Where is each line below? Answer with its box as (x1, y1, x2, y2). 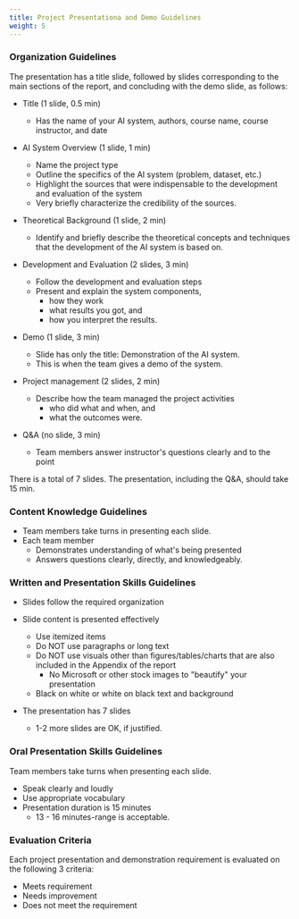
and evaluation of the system (35, 188, 143, 198)
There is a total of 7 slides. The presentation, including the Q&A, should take (9, 473, 289, 484)
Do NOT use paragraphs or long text (35, 641, 170, 652)
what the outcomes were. (48, 412, 143, 423)
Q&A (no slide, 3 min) (21, 429, 101, 440)
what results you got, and (48, 305, 143, 316)
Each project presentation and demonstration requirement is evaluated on (9, 854, 280, 864)
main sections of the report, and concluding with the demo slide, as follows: (9, 80, 288, 91)
